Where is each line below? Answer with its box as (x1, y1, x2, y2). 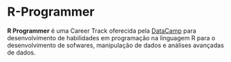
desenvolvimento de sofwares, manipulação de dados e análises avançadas (7, 41, 225, 49)
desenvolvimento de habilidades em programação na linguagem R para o (7, 33, 216, 42)
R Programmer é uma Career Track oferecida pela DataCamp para (7, 27, 196, 35)
